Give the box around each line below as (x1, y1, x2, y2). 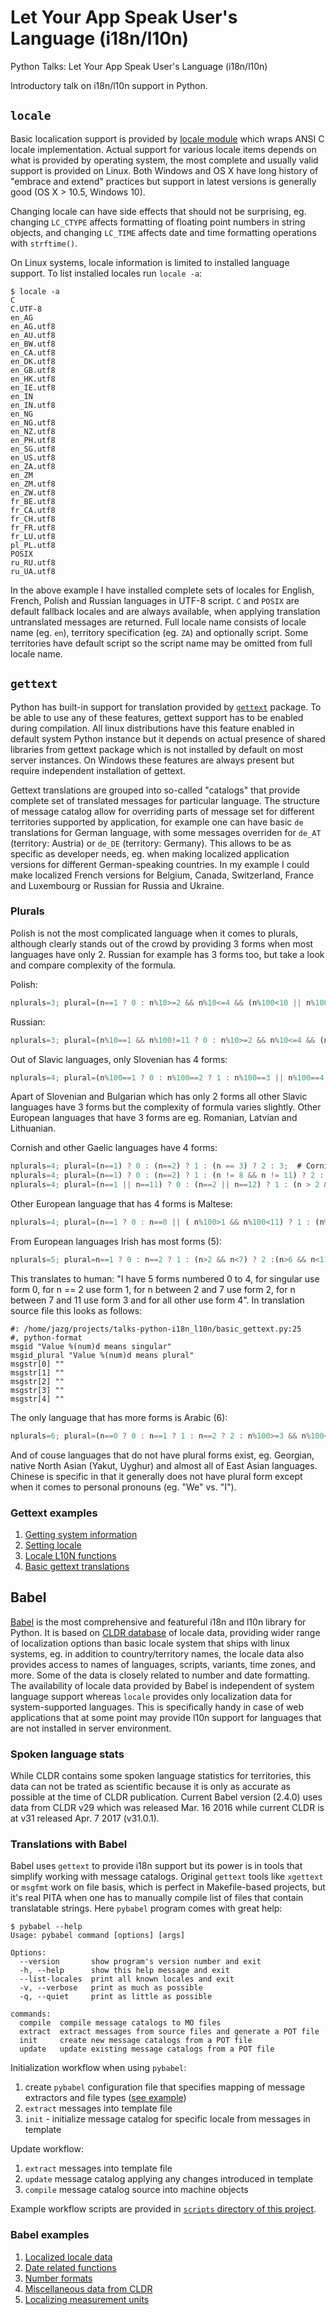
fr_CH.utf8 (10, 514, 56, 524)
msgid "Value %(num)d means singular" (10, 1341, 172, 1351)
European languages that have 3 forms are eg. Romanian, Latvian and (10, 1112, 298, 1124)
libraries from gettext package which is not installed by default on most (10, 743, 303, 755)
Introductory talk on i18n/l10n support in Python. (10, 79, 208, 91)
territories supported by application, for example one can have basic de (10, 816, 304, 828)
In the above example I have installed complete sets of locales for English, (10, 584, 315, 596)
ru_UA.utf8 (10, 566, 56, 576)
